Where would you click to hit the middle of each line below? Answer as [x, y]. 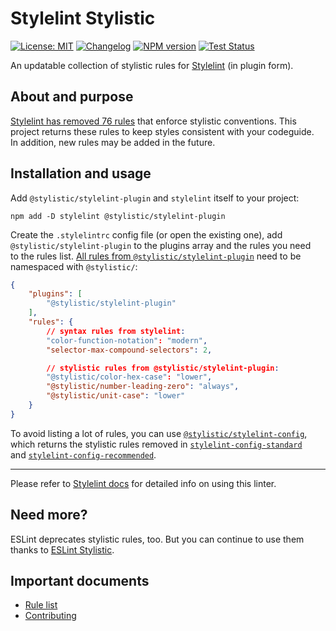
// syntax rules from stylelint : [116, 331]
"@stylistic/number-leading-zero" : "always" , [143, 387]
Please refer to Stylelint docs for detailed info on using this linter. [143, 483]
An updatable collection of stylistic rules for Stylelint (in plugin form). [152, 65]
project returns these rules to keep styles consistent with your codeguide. [162, 131]
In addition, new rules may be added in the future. [113, 142]
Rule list [41, 605]
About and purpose [72, 97]
